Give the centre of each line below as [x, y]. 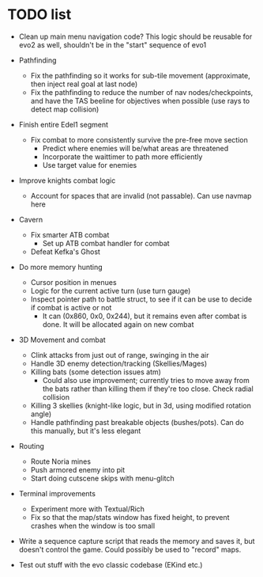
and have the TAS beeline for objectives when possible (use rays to [140, 101]
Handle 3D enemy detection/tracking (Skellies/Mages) [119, 363]
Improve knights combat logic [67, 180]
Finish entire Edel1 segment [63, 124]
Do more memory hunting [61, 267]
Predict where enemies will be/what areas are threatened [135, 148]
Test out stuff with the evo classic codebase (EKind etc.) [111, 564]
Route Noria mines [61, 461]
